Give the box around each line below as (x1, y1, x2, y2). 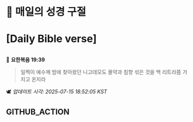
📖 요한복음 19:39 (6, 56, 45, 63)
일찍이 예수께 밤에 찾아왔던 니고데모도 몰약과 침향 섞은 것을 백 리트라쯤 (20, 68, 181, 76)
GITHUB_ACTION (6, 107, 70, 117)
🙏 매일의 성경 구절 (6, 5, 87, 19)
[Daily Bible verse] (6, 33, 97, 45)
